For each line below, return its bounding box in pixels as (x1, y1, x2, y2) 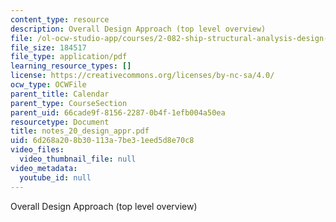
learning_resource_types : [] (10, 61, 132, 71)
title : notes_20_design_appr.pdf (10, 126, 150, 136)
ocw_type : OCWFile (10, 80, 87, 90)
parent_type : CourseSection (10, 98, 128, 108)
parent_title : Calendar (10, 89, 110, 99)
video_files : (10, 145, 65, 155)
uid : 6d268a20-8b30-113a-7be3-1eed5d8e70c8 (10, 136, 195, 146)
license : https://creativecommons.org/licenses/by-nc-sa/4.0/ (10, 71, 275, 81)
